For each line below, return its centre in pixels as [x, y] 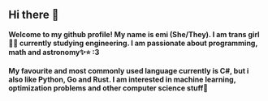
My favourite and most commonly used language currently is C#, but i [129, 70]
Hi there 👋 [34, 15]
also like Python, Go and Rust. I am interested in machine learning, [122, 79]
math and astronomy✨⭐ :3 [54, 52]
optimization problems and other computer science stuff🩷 [108, 88]
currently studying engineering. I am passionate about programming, [138, 43]
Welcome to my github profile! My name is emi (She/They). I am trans [128, 34]
